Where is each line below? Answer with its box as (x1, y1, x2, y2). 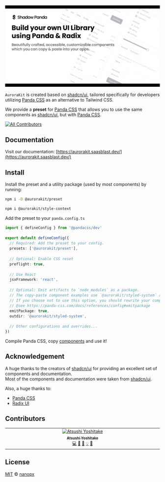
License (5, 458, 30, 466)
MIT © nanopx (5, 471, 34, 477)
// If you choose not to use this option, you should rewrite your (9, 298, 151, 303)
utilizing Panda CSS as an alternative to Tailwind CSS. (5, 97, 114, 103)
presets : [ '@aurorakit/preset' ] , (9, 246, 78, 251)
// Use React (9, 272, 36, 277)
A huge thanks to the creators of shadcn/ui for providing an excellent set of (5, 365, 157, 371)
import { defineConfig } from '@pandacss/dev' (5, 225, 102, 230)
